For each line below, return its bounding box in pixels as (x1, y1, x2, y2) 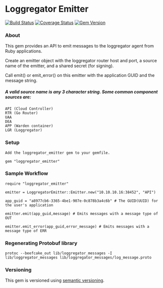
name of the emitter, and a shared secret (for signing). (5, 63, 114, 69)
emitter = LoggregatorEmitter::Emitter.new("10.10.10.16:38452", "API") (5, 190, 156, 194)
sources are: (5, 94, 32, 100)
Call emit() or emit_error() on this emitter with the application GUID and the (5, 72, 155, 78)
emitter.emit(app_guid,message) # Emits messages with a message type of (5, 211, 159, 216)
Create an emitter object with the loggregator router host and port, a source (5, 58, 157, 64)
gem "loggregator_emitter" (5, 159, 60, 164)
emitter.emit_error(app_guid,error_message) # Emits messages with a (5, 224, 150, 229)
